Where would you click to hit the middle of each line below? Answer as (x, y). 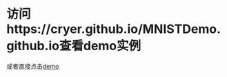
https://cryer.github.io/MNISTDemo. (114, 29)
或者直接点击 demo (33, 66)
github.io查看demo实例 (74, 46)
